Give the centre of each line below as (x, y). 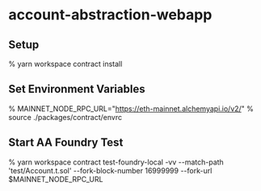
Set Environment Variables (77, 89)
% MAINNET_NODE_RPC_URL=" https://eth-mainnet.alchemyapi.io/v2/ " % (131, 108)
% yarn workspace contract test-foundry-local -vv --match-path (116, 162)
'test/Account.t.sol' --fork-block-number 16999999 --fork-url (110, 170)
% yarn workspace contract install (65, 64)
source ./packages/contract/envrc (65, 117)
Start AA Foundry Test (66, 143)
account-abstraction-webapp (110, 15)
